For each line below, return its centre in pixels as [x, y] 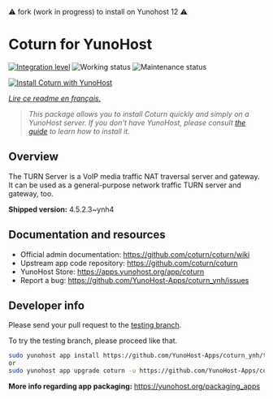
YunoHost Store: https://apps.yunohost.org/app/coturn [112, 272]
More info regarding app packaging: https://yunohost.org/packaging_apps [134, 386]
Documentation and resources [87, 235]
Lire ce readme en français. [55, 98]
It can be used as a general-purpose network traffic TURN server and [125, 185]
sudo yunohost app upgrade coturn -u [72, 371]
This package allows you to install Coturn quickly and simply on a [139, 114]
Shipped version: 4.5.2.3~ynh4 [61, 209]
